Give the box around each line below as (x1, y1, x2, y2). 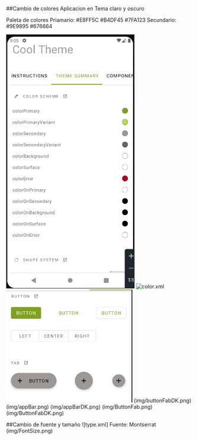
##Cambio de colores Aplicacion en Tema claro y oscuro (6, 5, 145, 12)
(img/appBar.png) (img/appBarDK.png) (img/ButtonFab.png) (6, 403, 153, 410)
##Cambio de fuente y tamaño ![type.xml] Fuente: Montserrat (6, 421, 157, 428)
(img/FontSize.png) (6, 428, 53, 434)
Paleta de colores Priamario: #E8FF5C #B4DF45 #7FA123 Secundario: (6, 17, 176, 23)
